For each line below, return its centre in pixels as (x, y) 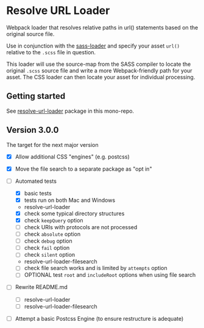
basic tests (38, 193)
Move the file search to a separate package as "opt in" (83, 169)
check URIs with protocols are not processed (81, 227)
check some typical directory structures (74, 213)
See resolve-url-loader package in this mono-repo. (70, 111)
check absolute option (52, 234)
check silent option (50, 255)
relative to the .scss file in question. (51, 52)
